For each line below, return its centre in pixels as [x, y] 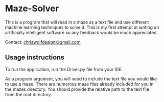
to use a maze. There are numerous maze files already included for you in [79, 84]
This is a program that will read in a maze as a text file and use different [77, 22]
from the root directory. [29, 94]
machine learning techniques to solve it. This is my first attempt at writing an [82, 27]
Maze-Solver [32, 9]
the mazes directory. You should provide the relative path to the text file [77, 89]
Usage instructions [35, 58]
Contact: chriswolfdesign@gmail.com [43, 42]
